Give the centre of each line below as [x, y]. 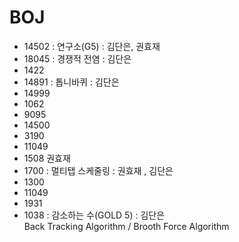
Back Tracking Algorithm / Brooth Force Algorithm [126, 226]
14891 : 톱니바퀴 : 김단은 [71, 82]
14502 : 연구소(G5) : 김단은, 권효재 [92, 46]
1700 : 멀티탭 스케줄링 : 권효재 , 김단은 [98, 170]
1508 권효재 [47, 158]
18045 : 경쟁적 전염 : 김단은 [77, 58]
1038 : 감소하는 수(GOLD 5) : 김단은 [94, 215]
